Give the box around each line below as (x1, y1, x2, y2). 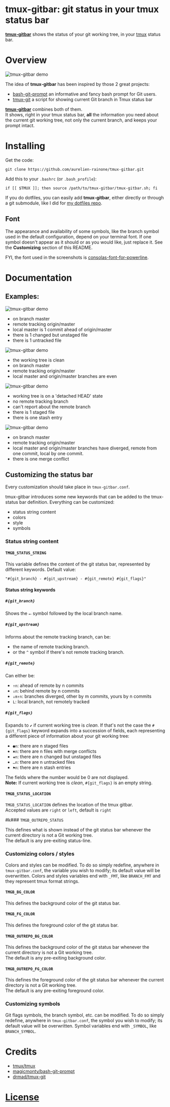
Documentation (5, 272, 73, 283)
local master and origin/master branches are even (12, 373, 117, 379)
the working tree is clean (12, 357, 65, 363)
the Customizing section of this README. (5, 244, 93, 250)
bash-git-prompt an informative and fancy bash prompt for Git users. (12, 91, 157, 97)
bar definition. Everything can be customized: (19, 499, 115, 505)
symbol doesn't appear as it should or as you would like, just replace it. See (5, 239, 163, 245)
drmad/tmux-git (12, 1073, 46, 1080)
